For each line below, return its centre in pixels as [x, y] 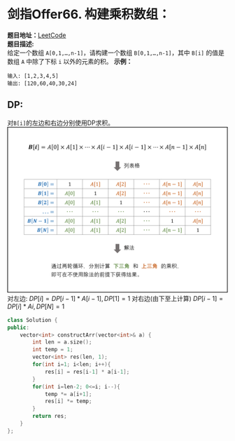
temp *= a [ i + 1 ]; [68, 394]
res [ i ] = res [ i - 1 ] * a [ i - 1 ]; [87, 372]
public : [19, 327]
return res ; [50, 416]
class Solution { [33, 320]
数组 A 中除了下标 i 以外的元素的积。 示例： [70, 61]
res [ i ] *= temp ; [68, 401]
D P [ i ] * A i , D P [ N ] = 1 [36, 306]
